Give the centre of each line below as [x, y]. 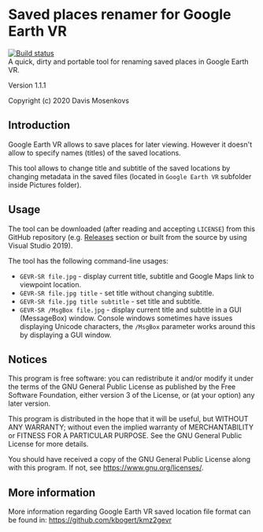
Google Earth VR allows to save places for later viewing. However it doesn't [130, 144]
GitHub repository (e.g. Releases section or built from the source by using [128, 237]
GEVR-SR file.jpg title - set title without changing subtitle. [117, 293]
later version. [30, 403]
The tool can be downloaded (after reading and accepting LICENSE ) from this [132, 229]
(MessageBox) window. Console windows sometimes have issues [126, 318]
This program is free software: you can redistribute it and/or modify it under [131, 378]
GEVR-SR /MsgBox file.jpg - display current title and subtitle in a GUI [130, 309]
